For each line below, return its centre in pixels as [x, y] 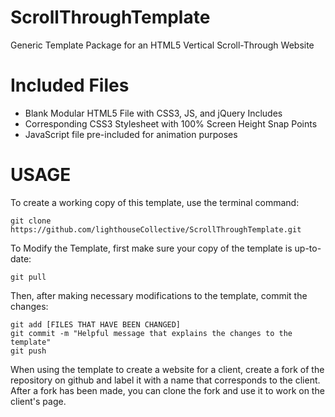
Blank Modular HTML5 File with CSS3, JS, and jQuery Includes [153, 113]
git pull [28, 277]
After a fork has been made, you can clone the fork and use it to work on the [167, 390]
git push [28, 351]
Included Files [70, 85]
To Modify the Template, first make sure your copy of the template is [151, 248]
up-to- [308, 248]
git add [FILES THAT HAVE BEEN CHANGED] [96, 324]
